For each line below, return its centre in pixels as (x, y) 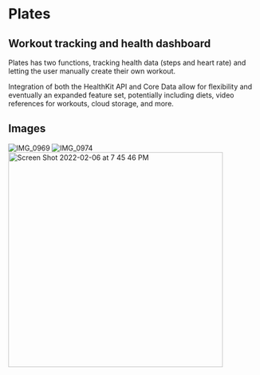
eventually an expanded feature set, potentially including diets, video (121, 95)
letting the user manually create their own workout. (92, 71)
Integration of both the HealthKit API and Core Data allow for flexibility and (130, 86)
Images (27, 129)
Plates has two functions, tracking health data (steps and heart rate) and (127, 62)
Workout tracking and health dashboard (110, 44)
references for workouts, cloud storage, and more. (91, 104)
